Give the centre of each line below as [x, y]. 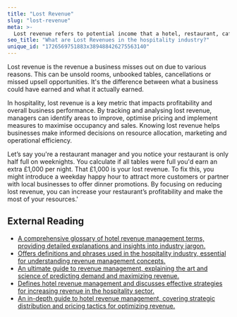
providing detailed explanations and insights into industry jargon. [111, 246]
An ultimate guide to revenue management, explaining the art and [113, 268]
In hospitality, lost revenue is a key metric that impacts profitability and [110, 103]
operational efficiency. [40, 140]
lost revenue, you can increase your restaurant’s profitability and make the [115, 192]
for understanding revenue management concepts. [91, 261]
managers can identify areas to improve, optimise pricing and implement [113, 118]
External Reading [46, 221]
